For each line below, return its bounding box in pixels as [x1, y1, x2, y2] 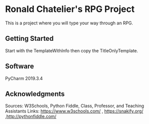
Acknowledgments [5, 90, 65, 98]
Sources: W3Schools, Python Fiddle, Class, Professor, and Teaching [5, 103, 145, 109]
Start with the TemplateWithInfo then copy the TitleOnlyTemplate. [5, 47, 139, 53]
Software [5, 62, 34, 71]
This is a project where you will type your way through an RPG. [5, 20, 134, 26]
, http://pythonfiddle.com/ [5, 114, 57, 120]
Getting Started [5, 34, 54, 43]
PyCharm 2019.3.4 [5, 75, 43, 81]
